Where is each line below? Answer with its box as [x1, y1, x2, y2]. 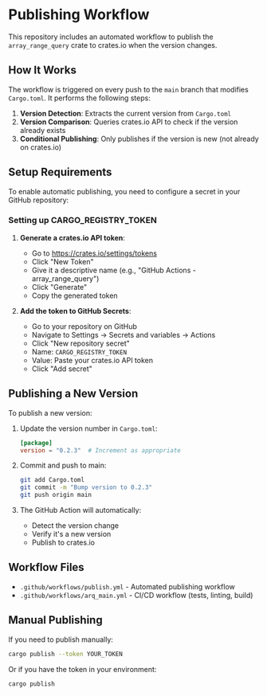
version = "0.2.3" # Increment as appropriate [19, 446, 182, 455]
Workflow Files [8, 561, 85, 574]
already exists [19, 125, 66, 135]
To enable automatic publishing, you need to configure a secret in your [8, 186, 241, 196]
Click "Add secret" [31, 364, 93, 373]
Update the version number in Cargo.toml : [19, 424, 158, 433]
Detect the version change [31, 521, 120, 530]
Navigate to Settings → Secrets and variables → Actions [31, 330, 216, 339]
